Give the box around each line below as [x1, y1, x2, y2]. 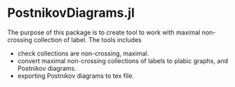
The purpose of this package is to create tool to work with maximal [7, 28, 201, 36]
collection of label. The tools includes [34, 35, 142, 43]
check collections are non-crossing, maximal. [17, 49, 149, 58]
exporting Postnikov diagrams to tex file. [17, 72, 135, 80]
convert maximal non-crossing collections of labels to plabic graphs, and [17, 56, 229, 65]
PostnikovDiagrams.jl [7, 5, 135, 21]
